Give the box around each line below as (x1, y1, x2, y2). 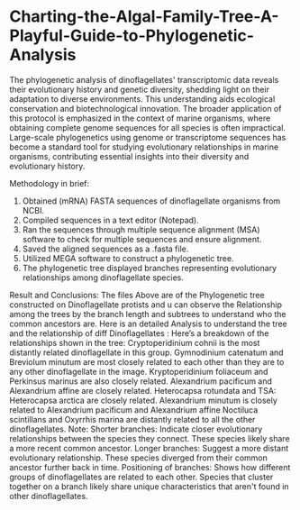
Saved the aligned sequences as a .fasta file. (22, 243, 189, 254)
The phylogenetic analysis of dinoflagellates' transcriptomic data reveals (9, 74, 279, 85)
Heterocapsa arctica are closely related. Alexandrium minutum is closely (9, 395, 277, 405)
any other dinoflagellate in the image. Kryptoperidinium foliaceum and (9, 366, 268, 377)
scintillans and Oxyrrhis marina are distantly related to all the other (9, 414, 256, 424)
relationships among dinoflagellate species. (22, 272, 185, 283)
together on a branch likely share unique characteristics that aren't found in (9, 480, 290, 492)
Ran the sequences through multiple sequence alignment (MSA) (22, 223, 260, 235)
